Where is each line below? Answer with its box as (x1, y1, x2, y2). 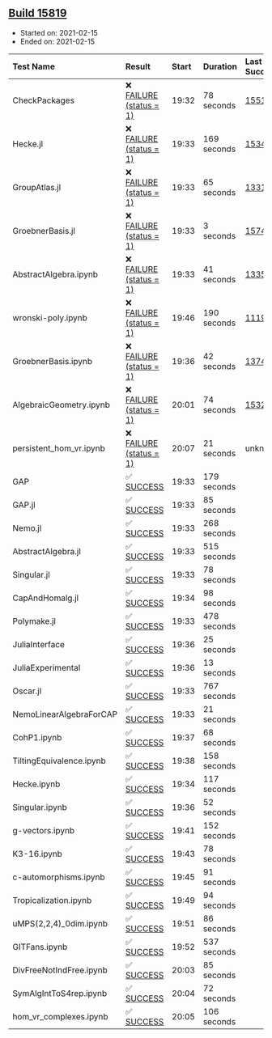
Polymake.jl (12, 615, 57, 626)
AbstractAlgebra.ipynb (12, 269, 99, 280)
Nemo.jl (12, 522, 42, 533)
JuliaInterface (12, 638, 65, 650)
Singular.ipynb (12, 801, 67, 812)
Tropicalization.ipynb (12, 894, 92, 905)
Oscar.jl (12, 685, 42, 697)
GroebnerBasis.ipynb (12, 355, 93, 366)
